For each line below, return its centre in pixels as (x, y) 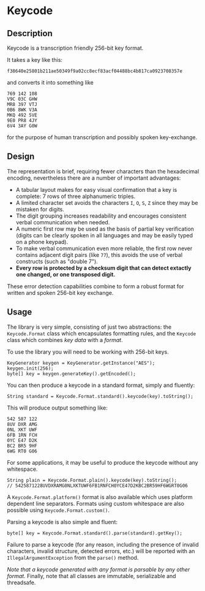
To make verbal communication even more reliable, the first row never (104, 248)
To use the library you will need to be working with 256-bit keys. (88, 352)
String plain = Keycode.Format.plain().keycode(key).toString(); (92, 480)
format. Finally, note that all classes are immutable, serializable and (91, 576)
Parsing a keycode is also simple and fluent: (62, 522)
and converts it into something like (50, 82)
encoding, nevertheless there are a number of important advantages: (94, 178)
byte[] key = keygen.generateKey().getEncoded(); (72, 374)
